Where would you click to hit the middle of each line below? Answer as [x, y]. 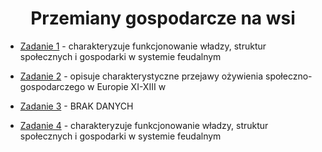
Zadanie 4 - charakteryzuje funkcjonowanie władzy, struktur [144, 125]
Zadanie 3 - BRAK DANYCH [76, 106]
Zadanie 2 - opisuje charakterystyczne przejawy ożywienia [141, 76]
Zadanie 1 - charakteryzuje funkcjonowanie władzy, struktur [143, 46]
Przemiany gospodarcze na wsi [163, 18]
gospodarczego [52, 86]
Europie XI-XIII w [131, 86]
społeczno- [288, 76]
